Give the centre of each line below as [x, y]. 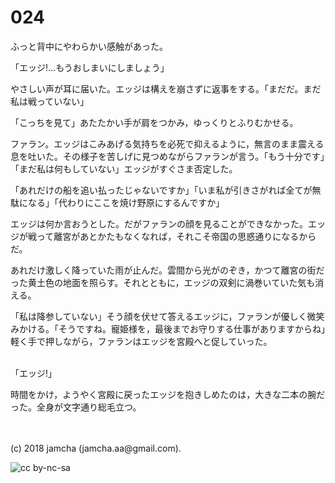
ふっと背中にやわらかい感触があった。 [89, 46]
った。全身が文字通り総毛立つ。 [76, 407]
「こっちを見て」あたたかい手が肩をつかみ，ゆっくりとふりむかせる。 [154, 122]
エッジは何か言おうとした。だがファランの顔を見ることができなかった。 [159, 223]
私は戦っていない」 [50, 101]
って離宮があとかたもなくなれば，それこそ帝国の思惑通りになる [168, 236]
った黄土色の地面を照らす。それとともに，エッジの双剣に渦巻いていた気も [163, 282]
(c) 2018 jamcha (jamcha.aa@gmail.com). [96, 448]
